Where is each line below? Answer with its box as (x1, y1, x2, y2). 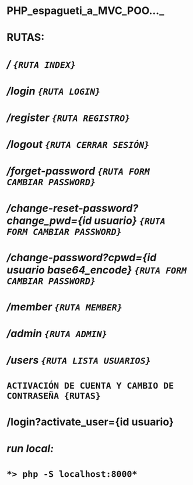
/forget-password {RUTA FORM (6, 165, 150, 178)
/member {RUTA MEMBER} (6, 300, 122, 313)
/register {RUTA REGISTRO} (6, 111, 131, 124)
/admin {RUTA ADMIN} (6, 327, 107, 340)
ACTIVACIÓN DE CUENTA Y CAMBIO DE (6, 380, 174, 392)
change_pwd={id (6, 214, 92, 227)
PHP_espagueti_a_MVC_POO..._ (6, 4, 164, 18)
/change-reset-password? (6, 202, 139, 214)
